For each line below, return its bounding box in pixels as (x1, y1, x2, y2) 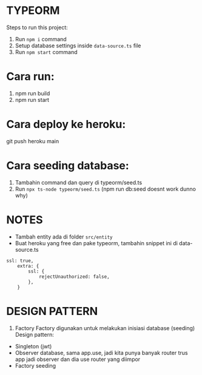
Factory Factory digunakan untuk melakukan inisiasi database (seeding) (15, 324, 195, 331)
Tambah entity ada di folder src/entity (15, 233, 113, 240)
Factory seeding (15, 362, 56, 369)
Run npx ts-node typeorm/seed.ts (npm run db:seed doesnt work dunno (15, 185, 196, 192)
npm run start (15, 96, 50, 103)
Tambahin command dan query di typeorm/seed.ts (15, 178, 143, 186)
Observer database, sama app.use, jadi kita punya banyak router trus (15, 349, 188, 356)
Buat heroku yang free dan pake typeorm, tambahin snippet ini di (15, 239, 178, 246)
